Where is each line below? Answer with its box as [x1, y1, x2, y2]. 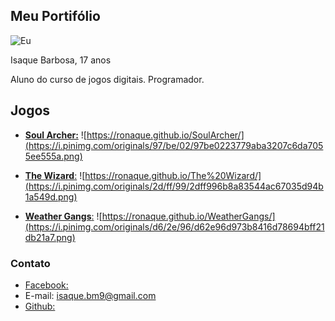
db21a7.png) [24, 231, 76, 243]
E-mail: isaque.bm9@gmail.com [24, 289, 157, 301]
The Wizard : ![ [24, 169, 86, 181]
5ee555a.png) [24, 150, 83, 162]
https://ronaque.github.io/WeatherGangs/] [101, 210, 276, 222]
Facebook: [24, 279, 69, 291]
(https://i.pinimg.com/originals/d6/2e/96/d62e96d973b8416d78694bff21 [24, 220, 325, 233]
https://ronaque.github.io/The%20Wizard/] [84, 169, 262, 181]
